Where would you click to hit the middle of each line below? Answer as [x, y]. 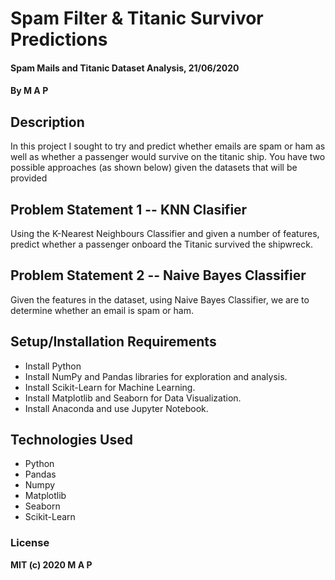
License [30, 543]
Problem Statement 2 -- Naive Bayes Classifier [158, 275]
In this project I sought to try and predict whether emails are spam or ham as [168, 146]
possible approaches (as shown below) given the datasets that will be [154, 168]
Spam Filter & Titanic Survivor [137, 18]
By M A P [29, 91]
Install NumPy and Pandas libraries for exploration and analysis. [156, 376]
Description [47, 122]
